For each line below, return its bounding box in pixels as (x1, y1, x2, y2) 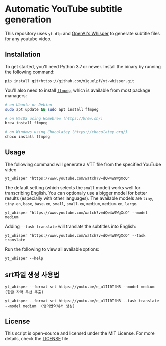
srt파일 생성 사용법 (5, 271, 60, 279)
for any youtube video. (5, 36, 52, 42)
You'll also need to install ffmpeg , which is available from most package (5, 87, 151, 93)
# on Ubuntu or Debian (5, 102, 52, 107)
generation (5, 14, 52, 25)
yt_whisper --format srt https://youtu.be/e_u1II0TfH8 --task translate (5, 298, 159, 303)
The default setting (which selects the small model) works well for (5, 184, 141, 190)
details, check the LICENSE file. (5, 336, 70, 342)
